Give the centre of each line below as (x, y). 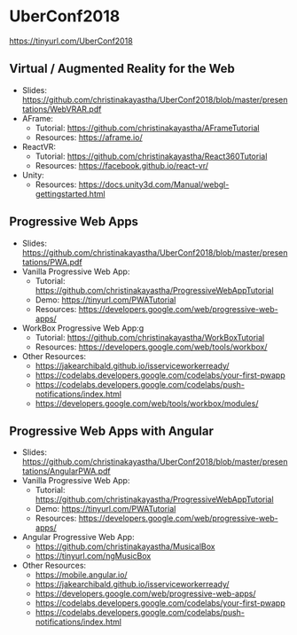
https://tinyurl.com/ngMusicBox (93, 556)
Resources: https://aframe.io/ (89, 137)
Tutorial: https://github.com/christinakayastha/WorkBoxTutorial (150, 337)
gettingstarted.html (70, 193)
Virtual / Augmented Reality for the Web (122, 69)
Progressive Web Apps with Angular (112, 431)
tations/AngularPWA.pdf (66, 471)
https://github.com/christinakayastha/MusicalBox (125, 546)
